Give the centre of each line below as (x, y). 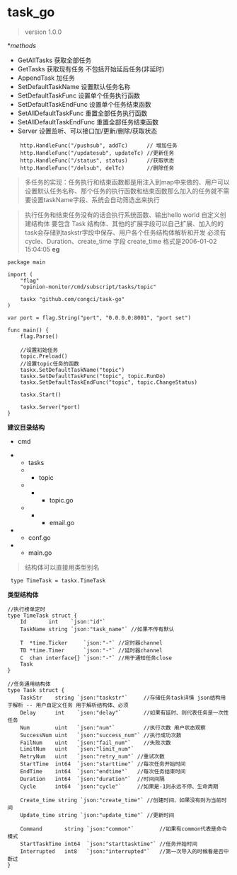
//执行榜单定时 (27, 609)
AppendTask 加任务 (46, 78)
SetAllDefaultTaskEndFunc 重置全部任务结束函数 (88, 122)
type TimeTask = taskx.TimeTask (58, 580)
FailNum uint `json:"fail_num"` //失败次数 (96, 743)
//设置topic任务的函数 (50, 364)
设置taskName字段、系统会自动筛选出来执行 (96, 199)
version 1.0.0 (43, 32)
